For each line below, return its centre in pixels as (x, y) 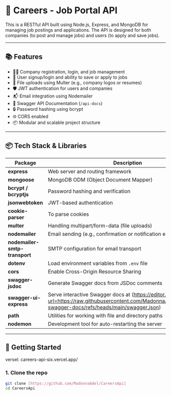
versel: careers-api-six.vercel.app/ (41, 360)
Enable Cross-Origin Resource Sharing (95, 271)
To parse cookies (68, 214)
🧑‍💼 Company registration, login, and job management (69, 71)
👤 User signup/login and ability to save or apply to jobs (70, 77)
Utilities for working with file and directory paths (105, 315)
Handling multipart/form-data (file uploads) (100, 226)
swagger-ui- (24, 298)
